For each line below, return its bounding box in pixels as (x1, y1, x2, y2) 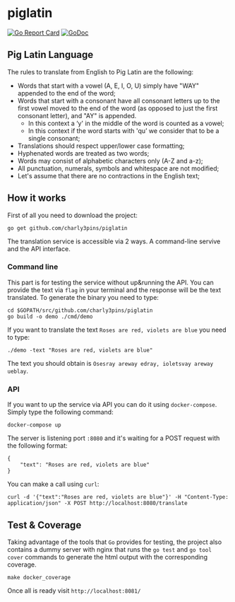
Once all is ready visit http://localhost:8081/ (7, 586, 141, 595)
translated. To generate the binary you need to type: (7, 293, 159, 301)
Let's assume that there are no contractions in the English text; (17, 171, 200, 180)
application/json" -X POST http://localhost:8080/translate (7, 500, 188, 507)
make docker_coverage (7, 574, 71, 581)
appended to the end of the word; (17, 88, 116, 97)
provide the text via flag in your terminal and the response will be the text (7, 285, 222, 294)
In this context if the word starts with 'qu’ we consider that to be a (28, 126, 219, 135)
